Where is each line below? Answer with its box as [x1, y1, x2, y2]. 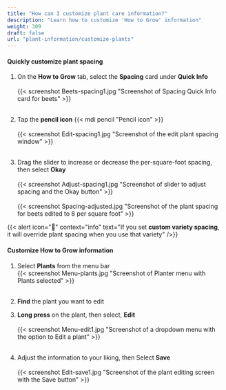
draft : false [7, 29, 45, 37]
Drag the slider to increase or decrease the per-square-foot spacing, [17, 158, 212, 167]
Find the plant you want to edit [17, 297, 105, 305]
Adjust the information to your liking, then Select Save [17, 353, 171, 362]
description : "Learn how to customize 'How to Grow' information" [7, 17, 202, 24]
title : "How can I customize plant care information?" [7, 10, 168, 17]
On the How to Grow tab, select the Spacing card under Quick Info [17, 73, 208, 81]
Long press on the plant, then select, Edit [17, 310, 136, 319]
